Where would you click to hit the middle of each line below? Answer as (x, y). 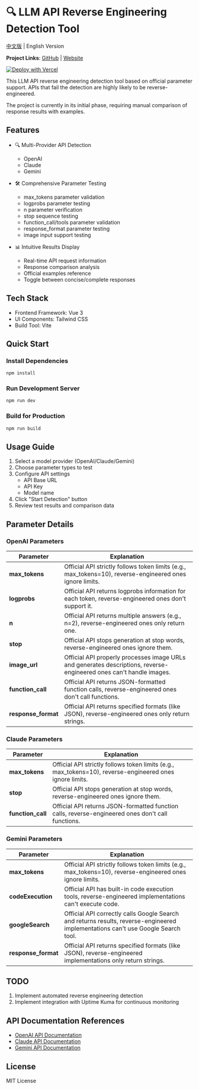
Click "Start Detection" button (51, 499)
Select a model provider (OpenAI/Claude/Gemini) (75, 461)
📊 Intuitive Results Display (47, 247)
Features (23, 130)
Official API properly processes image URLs (125, 657)
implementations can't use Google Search (122, 928)
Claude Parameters (35, 739)
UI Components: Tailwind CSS (51, 319)
